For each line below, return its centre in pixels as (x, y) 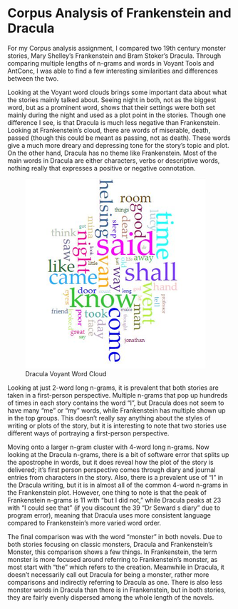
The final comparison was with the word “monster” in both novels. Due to (115, 536)
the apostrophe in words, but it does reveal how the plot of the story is (110, 462)
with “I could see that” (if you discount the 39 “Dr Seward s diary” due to (114, 508)
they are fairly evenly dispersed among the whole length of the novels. (111, 597)
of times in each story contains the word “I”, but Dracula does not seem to (116, 403)
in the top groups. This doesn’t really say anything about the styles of (109, 418)
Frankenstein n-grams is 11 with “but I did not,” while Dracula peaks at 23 (114, 500)
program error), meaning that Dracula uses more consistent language (109, 515)
